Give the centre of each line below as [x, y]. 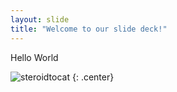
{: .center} [93, 77]
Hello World [34, 57]
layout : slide [40, 19]
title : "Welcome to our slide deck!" [89, 29]
